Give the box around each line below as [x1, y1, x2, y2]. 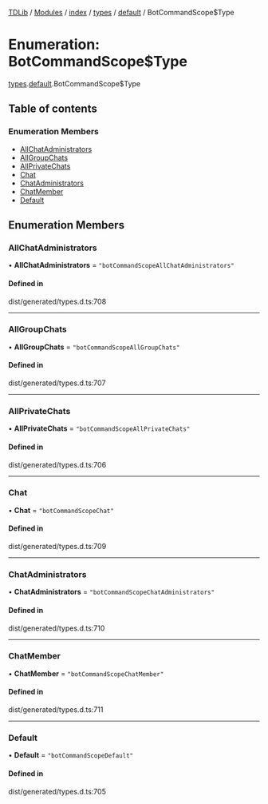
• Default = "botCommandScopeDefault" [8, 750, 134, 760]
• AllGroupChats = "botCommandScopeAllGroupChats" [8, 342, 180, 352]
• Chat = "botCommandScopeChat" [8, 505, 114, 515]
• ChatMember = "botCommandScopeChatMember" [8, 668, 164, 679]
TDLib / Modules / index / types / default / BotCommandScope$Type [8, 8, 235, 17]
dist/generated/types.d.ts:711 [8, 705, 104, 714]
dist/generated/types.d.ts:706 [8, 460, 107, 469]
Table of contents [8, 102, 97, 116]
